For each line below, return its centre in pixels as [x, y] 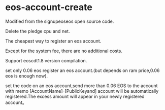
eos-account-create [49, 7]
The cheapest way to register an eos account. [53, 41]
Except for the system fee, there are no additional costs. [64, 51]
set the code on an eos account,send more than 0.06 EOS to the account [81, 86]
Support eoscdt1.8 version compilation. [46, 60]
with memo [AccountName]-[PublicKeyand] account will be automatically [82, 91]
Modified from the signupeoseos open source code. [60, 21]
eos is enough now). [27, 76]
